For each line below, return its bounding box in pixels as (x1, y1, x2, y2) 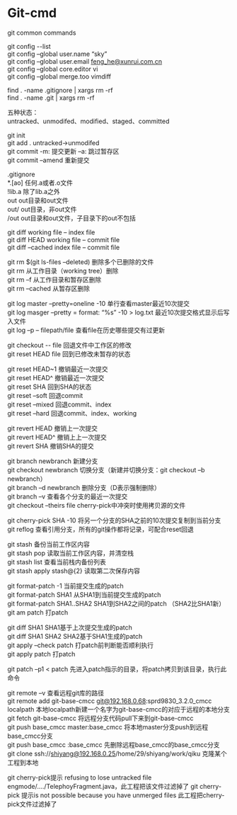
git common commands (7, 28, 76, 37)
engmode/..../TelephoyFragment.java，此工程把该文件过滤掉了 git (7, 782, 198, 790)
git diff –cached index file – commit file (7, 243, 120, 251)
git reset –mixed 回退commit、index (7, 400, 112, 409)
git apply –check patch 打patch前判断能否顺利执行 (7, 641, 154, 649)
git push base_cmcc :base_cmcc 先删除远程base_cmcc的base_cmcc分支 (7, 740, 220, 748)
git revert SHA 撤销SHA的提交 (7, 441, 94, 450)
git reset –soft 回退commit (7, 391, 83, 399)
